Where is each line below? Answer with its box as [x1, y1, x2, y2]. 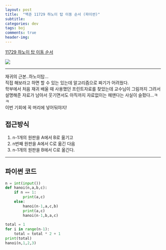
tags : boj [5, 26, 26, 31]
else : [14, 199, 26, 204]
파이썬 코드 [5, 167, 37, 176]
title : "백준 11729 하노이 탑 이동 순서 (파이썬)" [5, 12, 100, 17]
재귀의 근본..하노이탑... [5, 73, 49, 79]
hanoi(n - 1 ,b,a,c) [23, 213, 58, 218]
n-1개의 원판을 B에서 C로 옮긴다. [12, 147, 75, 152]
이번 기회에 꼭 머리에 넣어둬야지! [5, 104, 68, 110]
